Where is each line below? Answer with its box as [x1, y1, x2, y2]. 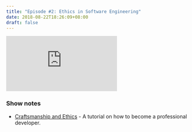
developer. [14, 119, 41, 126]
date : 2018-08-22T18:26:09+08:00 [6, 14, 89, 20]
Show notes [6, 100, 41, 108]
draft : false [6, 19, 38, 25]
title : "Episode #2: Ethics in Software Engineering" [6, 8, 142, 15]
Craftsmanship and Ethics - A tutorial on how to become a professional [14, 113, 187, 120]
